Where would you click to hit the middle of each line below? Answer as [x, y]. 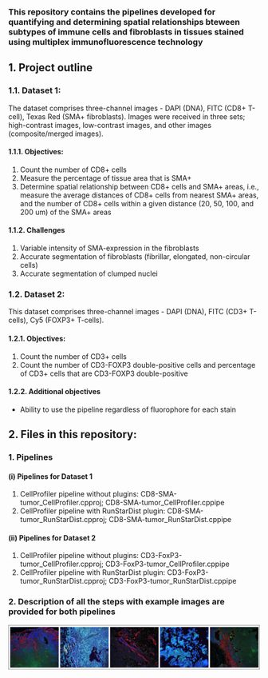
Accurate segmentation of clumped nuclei [89, 273]
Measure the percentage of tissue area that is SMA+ [106, 177]
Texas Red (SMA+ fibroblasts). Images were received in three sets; [136, 116]
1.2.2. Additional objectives [55, 392]
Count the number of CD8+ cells [73, 169]
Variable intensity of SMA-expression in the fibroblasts [109, 248]
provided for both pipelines [62, 612]
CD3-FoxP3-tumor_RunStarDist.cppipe [173, 581]
